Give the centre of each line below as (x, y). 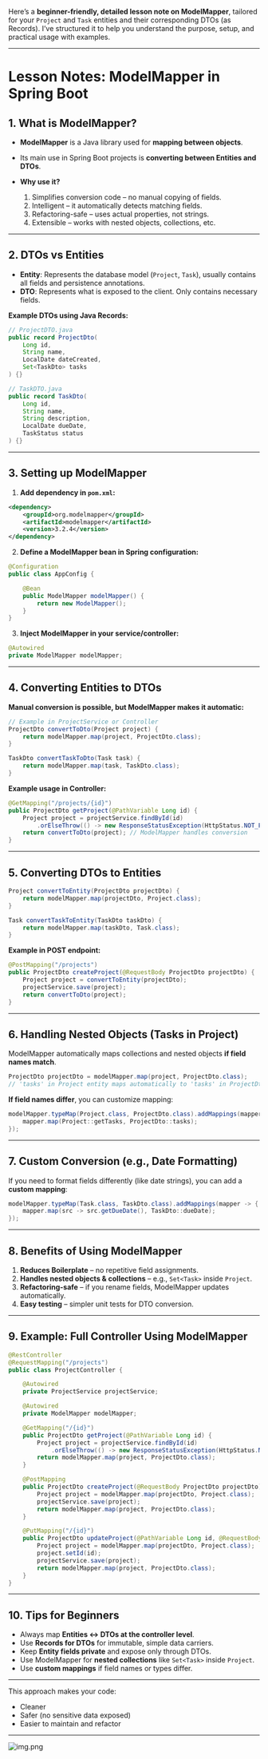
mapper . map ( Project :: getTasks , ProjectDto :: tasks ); (110, 1121)
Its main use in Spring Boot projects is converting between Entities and (138, 158)
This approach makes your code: (63, 1691)
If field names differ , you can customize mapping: (91, 1099)
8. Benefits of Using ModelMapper (95, 1251)
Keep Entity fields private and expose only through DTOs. (115, 1651)
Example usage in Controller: (57, 788)
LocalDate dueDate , (55, 426)
